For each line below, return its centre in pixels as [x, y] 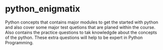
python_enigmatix [43, 9]
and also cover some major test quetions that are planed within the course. [80, 27]
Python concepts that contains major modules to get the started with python [82, 22]
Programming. [19, 42]
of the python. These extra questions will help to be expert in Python [74, 37]
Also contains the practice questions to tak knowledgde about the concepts [81, 32]
